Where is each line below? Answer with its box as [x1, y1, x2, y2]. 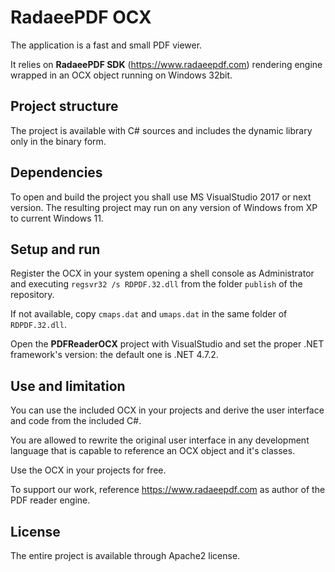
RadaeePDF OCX [10, 6, 152, 29]
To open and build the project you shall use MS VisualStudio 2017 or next [10, 191, 312, 203]
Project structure [10, 98, 119, 115]
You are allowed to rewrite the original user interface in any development [10, 434, 310, 446]
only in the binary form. [10, 135, 107, 147]
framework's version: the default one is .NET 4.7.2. [10, 349, 219, 361]
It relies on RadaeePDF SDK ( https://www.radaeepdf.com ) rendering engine [10, 58, 323, 70]
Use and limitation [10, 377, 126, 395]
